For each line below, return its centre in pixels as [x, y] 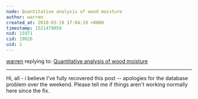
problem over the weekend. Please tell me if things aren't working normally [97, 84]
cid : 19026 [19, 39]
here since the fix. [28, 90]
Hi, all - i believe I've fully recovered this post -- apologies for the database [97, 78]
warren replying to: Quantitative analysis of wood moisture [77, 61]
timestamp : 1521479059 [34, 28]
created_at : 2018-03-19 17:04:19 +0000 [55, 22]
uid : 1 [14, 45]
